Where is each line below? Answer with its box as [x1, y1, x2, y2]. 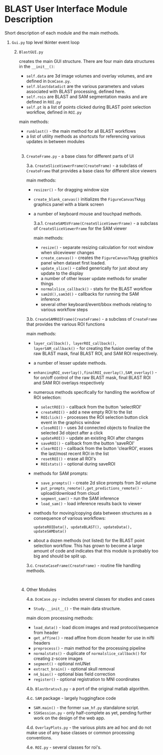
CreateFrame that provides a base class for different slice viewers [26, 167, 157, 174]
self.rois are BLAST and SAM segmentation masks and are [26, 94, 147, 100]
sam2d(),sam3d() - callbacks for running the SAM [41, 291, 139, 297]
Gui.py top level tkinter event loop [11, 39, 80, 45]
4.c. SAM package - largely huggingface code [26, 695, 116, 701]
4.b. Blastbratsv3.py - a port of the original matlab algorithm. [26, 686, 150, 692]
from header [33, 630, 59, 635]
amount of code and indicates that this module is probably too [33, 548, 159, 553]
